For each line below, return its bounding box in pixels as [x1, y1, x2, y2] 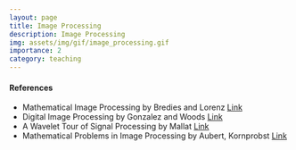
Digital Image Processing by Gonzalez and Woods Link [21, 112, 223, 122]
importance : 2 [9, 46, 62, 55]
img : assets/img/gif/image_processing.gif [9, 37, 169, 47]
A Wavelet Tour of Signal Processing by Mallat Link [21, 121, 210, 132]
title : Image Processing [9, 21, 102, 30]
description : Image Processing [9, 29, 126, 38]
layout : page [9, 12, 58, 22]
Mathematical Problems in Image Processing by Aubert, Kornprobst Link [21, 130, 288, 141]
